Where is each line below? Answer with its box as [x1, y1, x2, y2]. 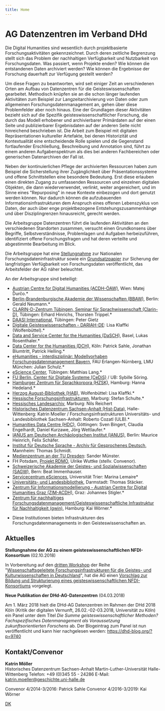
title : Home [5, 7, 30, 12]
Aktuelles [5, 534, 35, 542]
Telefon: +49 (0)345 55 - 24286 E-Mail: [29, 671, 110, 677]
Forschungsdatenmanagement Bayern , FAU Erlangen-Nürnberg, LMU [12, 358, 154, 365]
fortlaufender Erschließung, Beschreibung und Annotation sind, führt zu [5, 143, 151, 149]
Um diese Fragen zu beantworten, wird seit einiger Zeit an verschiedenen [5, 80, 154, 86]
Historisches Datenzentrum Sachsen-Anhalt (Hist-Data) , [12, 406, 127, 411]
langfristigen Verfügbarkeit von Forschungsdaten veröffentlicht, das [5, 261, 143, 267]
